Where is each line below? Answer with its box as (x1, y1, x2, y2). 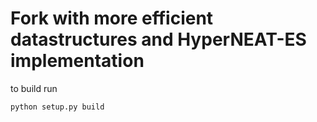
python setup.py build (10, 102, 105, 112)
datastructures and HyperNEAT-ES (10, 28, 307, 51)
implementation (10, 50, 145, 72)
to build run (10, 82, 58, 94)
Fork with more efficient (10, 7, 214, 30)
